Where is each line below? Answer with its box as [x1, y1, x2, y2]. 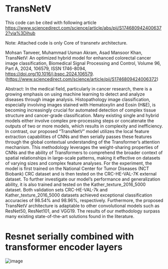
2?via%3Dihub [5, 30, 36, 36]
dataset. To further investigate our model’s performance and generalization [5, 176, 160, 182]
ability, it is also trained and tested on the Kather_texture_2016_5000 [5, 181, 146, 187]
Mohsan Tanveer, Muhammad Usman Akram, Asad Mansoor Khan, [5, 49, 143, 55]
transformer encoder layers [5, 241, 123, 253]
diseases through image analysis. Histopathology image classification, [5, 96, 150, 102]
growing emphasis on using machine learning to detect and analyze [5, 91, 145, 97]
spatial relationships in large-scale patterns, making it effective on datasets [5, 154, 160, 160]
